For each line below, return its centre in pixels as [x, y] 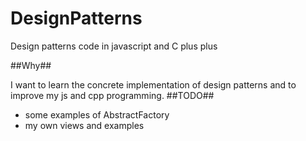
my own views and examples [84, 125]
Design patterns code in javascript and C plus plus [114, 46]
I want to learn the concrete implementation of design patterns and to [153, 84]
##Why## [31, 65]
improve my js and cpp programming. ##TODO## [112, 95]
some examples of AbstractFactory [97, 114]
